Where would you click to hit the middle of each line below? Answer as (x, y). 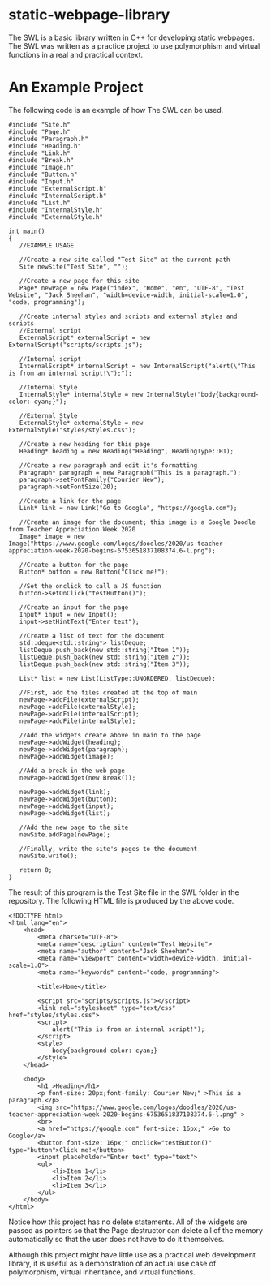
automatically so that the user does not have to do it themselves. (116, 1239)
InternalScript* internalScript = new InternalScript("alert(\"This (137, 366)
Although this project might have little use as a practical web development (132, 1254)
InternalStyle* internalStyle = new (81, 394)
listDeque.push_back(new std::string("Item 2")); (105, 657)
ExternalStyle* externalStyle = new (81, 423)
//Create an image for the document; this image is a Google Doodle (137, 522)
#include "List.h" (39, 203)
